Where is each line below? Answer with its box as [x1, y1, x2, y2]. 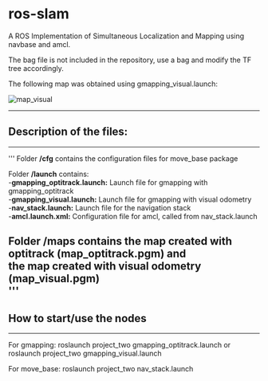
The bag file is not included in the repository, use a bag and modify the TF [8, 55, 252, 65]
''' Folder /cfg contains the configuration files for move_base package [8, 153, 238, 163]
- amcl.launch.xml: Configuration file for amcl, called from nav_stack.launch [8, 211, 258, 221]
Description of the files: [8, 125, 128, 139]
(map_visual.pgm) [8, 272, 100, 285]
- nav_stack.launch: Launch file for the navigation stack [8, 202, 191, 212]
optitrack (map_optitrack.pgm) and [8, 247, 187, 261]
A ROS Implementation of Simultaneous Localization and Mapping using [8, 31, 245, 41]
